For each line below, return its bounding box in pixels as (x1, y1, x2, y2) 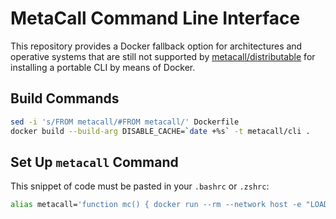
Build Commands (10, 90, 120, 107)
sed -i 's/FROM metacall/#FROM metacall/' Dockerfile (10, 117, 240, 127)
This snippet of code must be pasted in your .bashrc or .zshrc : (10, 180, 270, 192)
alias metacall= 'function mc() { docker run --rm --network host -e (10, 200, 302, 210)
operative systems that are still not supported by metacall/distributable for (10, 50, 316, 62)
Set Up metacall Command (10, 153, 179, 171)
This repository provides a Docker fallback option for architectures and (10, 40, 303, 52)
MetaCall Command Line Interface (10, 7, 301, 30)
